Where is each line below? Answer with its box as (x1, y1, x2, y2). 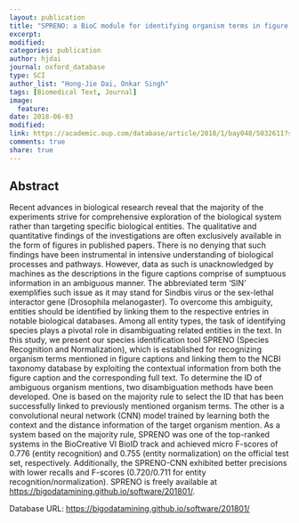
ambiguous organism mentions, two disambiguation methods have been (9, 382, 274, 393)
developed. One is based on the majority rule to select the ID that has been (9, 391, 284, 402)
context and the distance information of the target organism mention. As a (9, 420, 280, 430)
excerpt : (9, 29, 42, 38)
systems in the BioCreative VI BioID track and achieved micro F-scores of (9, 438, 279, 450)
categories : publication (9, 46, 101, 55)
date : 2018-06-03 (9, 112, 74, 121)
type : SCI (9, 71, 46, 80)
